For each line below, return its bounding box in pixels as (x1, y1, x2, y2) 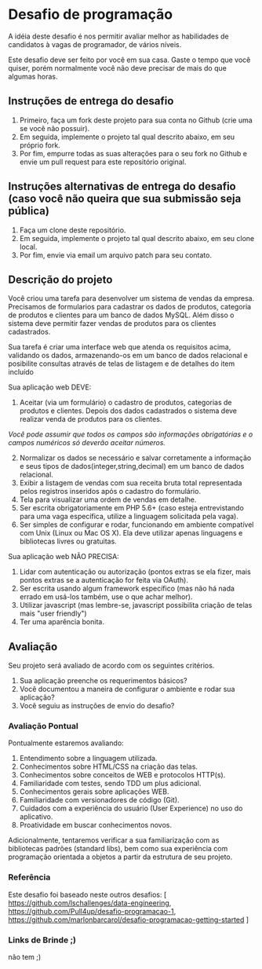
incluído (8, 367, 34, 377)
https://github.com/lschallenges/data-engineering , (8, 898, 172, 908)
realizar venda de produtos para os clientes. (19, 415, 162, 424)
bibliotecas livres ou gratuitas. (19, 536, 118, 547)
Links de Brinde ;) (8, 934, 77, 945)
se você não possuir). (19, 123, 90, 133)
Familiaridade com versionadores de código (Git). (19, 795, 180, 805)
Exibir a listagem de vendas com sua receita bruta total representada (19, 478, 242, 488)
